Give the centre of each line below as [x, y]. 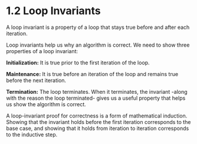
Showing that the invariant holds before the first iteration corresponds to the [98, 122]
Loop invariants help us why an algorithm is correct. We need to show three [98, 45]
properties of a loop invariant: [42, 51]
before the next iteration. [36, 80]
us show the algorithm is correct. [46, 104]
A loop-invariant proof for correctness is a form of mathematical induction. [97, 116]
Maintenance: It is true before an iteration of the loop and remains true [92, 74]
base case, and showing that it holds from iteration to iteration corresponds [98, 128]
